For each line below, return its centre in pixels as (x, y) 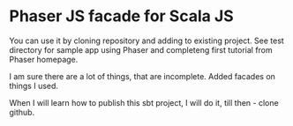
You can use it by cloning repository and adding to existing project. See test (146, 41)
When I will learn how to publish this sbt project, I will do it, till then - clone (144, 102)
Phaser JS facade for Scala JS (121, 16)
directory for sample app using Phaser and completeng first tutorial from (141, 49)
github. (22, 112)
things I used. (34, 85)
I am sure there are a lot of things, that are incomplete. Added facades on (143, 76)
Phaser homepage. (44, 59)
